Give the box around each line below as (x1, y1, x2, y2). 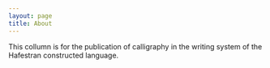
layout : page (8, 11, 53, 20)
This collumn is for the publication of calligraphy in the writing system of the (8, 41, 263, 51)
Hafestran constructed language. (8, 50, 119, 60)
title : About (8, 19, 53, 28)
